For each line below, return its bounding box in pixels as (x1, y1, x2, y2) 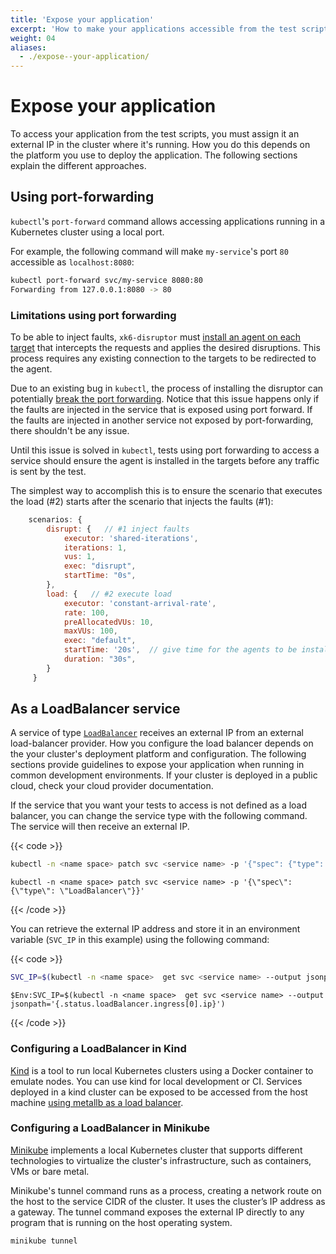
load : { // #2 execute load (46, 589, 172, 599)
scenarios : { (28, 514, 83, 525)
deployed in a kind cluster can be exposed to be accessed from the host (10, 1086, 308, 1098)
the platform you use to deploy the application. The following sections (10, 149, 298, 161)
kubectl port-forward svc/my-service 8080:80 (10, 275, 203, 285)
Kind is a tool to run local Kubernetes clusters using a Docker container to (10, 1064, 314, 1076)
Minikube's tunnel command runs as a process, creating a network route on (10, 1184, 322, 1196)
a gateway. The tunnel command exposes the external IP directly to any (10, 1206, 305, 1218)
